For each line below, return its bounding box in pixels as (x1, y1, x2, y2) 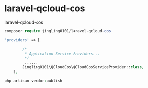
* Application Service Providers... (24, 51, 100, 56)
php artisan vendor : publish (4, 78, 63, 83)
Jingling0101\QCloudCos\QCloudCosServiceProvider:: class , (22, 65, 144, 70)
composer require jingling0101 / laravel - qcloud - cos (4, 29, 111, 33)
